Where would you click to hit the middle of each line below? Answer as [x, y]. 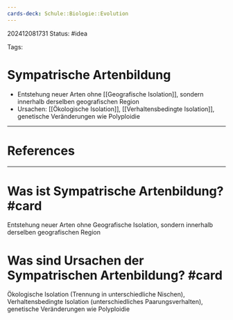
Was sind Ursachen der [76, 260]
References [41, 151]
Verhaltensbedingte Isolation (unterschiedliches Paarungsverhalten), [105, 302]
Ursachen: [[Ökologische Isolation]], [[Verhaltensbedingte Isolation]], [116, 109]
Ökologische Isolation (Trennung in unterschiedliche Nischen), [96, 294]
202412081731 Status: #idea [48, 33]
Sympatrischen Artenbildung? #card [115, 275]
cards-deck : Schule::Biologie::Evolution [68, 14]
